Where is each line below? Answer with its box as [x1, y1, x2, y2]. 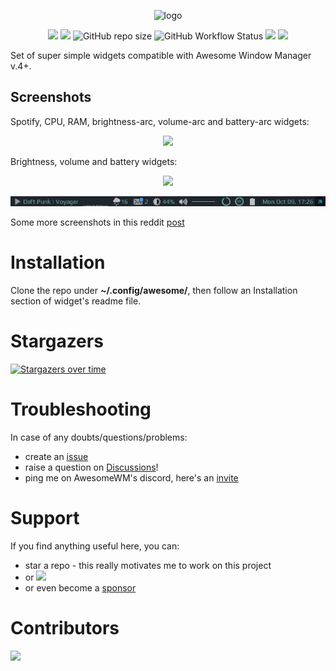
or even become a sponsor [24, 581, 137, 594]
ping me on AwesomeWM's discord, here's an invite [24, 471, 239, 484]
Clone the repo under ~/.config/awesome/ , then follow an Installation [10, 285, 298, 296]
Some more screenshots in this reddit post [10, 216, 185, 229]
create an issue [24, 450, 89, 462]
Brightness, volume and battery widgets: [10, 155, 178, 167]
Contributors [10, 617, 120, 639]
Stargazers [10, 330, 104, 353]
